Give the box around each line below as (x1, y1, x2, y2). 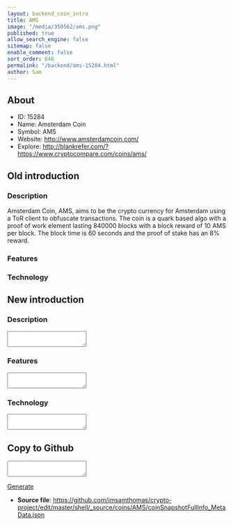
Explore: (17, 142, 42, 150)
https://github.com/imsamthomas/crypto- (53, 495, 172, 504)
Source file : (17, 495, 52, 504)
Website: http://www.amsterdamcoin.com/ (17, 135, 139, 144)
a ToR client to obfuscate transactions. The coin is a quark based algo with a (7, 214, 227, 222)
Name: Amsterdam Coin (17, 120, 86, 129)
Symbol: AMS (17, 127, 57, 136)
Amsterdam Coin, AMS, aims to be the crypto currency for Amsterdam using (7, 207, 226, 215)
